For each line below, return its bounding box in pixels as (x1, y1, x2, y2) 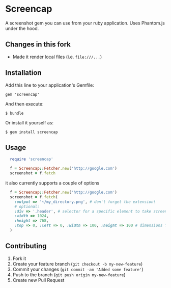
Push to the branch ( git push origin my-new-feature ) (12, 271, 126, 278)
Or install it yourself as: (5, 119, 53, 125)
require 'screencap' (10, 156, 53, 162)
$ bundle (5, 111, 24, 116)
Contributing (5, 242, 47, 250)
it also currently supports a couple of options (5, 180, 100, 186)
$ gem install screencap (5, 129, 58, 135)
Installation (5, 68, 42, 77)
